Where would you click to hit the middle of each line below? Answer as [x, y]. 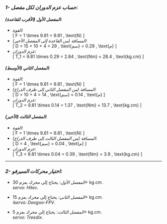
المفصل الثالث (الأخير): [26, 116]
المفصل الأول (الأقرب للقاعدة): [34, 19]
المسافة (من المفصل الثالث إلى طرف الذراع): [55, 138]
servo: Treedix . [28, 217]
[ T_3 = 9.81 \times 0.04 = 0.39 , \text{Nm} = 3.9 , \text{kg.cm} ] [77, 154]
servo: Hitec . [25, 187]
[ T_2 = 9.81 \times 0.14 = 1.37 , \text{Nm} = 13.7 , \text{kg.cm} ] [77, 105]
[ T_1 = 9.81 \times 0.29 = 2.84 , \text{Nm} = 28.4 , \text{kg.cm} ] [78, 56]
